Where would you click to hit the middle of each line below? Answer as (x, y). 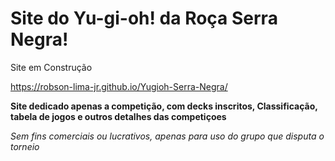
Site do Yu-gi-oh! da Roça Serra (144, 18)
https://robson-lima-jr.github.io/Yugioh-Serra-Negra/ (119, 86)
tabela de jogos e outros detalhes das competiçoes (118, 116)
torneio (25, 146)
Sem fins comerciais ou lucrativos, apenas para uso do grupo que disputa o (167, 136)
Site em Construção (51, 67)
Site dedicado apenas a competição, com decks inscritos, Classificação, (164, 106)
